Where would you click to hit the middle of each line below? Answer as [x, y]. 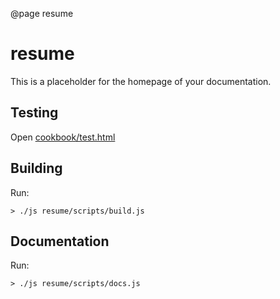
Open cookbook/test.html [63, 137]
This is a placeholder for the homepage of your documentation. [141, 81]
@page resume [42, 13]
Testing [34, 113]
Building [36, 168]
